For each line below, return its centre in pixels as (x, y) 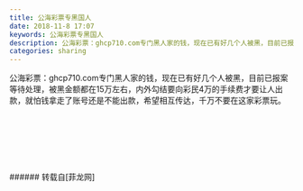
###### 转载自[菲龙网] (52, 177)
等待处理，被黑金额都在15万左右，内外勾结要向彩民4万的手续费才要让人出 (147, 89)
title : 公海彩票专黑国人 (50, 18)
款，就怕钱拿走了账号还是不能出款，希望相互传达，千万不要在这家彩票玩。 (147, 101)
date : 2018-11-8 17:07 (52, 26)
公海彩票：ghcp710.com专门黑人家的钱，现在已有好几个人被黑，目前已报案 (149, 78)
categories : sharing (48, 51)
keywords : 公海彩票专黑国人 (56, 34)
